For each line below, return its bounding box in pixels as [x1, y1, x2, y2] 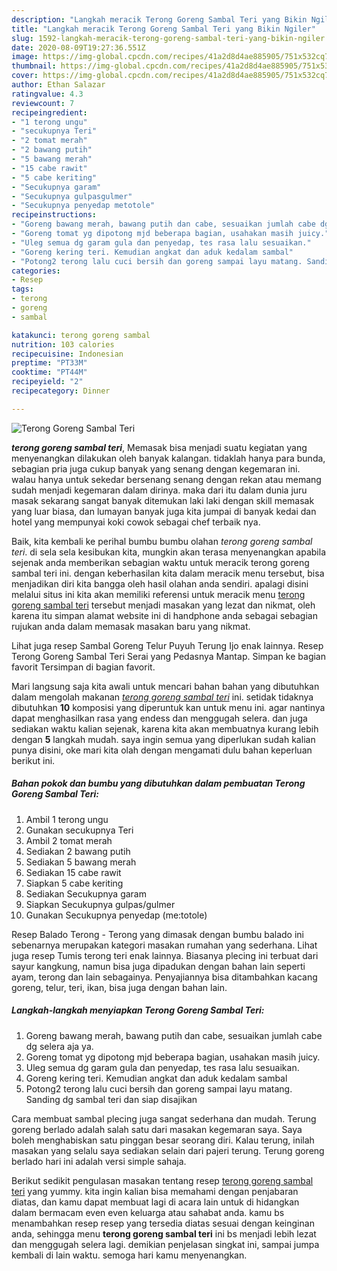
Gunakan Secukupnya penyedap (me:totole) [25, 909, 208, 921]
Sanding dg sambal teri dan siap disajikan [25, 1093, 198, 1105]
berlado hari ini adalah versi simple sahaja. [11, 1155, 187, 1167]
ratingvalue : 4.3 [11, 89, 84, 99]
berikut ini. [11, 754, 56, 766]
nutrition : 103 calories [11, 339, 115, 350]
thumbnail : [11, 61, 57, 71]
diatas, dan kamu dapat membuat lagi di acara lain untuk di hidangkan [11, 1196, 300, 1208]
